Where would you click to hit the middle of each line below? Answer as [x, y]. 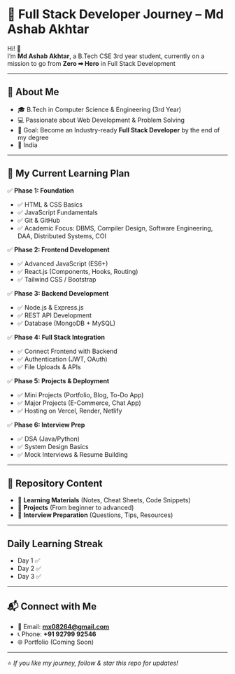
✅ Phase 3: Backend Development [58, 293]
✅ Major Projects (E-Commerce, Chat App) [79, 403]
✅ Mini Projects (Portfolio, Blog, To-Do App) [80, 394]
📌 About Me [33, 92]
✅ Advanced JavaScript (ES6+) [63, 263]
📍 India [27, 145]
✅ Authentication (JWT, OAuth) [62, 359]
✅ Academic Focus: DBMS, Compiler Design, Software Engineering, [115, 228]
